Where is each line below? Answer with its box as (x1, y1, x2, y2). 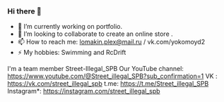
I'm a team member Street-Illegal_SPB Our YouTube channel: (7, 65, 184, 73)
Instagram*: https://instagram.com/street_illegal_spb (7, 87, 160, 96)
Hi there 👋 (7, 6, 42, 16)
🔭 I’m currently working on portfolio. (17, 23, 122, 31)
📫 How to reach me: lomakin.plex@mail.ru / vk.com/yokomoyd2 (17, 38, 206, 46)
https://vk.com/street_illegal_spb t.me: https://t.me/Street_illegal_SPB (7, 79, 209, 88)
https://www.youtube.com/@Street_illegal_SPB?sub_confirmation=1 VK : (7, 72, 218, 80)
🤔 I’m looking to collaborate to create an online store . (17, 30, 173, 38)
